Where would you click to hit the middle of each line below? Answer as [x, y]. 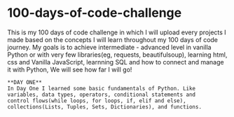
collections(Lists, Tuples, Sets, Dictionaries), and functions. [104, 106]
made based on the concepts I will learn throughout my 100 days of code [113, 39]
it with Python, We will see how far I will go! [70, 69]
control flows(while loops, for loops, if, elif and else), [97, 101]
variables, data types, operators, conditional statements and [102, 95]
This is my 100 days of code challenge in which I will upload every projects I [117, 32]
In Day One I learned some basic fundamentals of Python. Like [102, 88]
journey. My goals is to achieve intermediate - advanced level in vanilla [109, 47]
